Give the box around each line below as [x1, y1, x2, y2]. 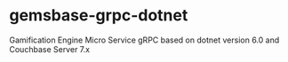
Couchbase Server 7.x [9, 43, 91, 54]
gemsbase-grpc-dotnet [9, 5, 188, 26]
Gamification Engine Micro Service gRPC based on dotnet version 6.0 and [9, 35, 280, 45]
